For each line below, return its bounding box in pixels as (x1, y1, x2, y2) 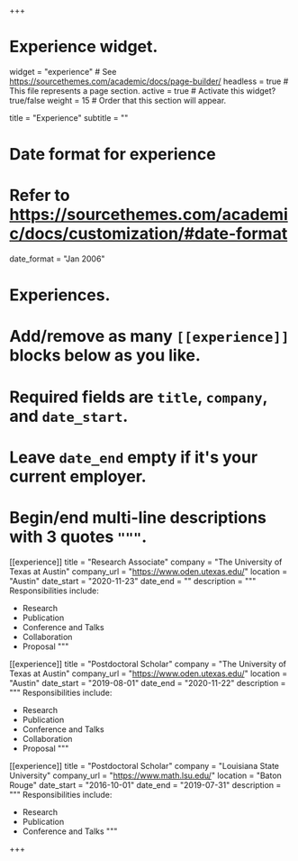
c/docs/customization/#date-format (9, 224, 288, 244)
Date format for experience (9, 144, 216, 165)
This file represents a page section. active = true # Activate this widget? (9, 85, 276, 96)
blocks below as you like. (9, 345, 201, 366)
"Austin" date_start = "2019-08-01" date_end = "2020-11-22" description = (9, 677, 286, 688)
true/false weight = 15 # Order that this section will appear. (9, 95, 227, 105)
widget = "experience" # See (9, 66, 117, 77)
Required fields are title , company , (9, 387, 268, 407)
